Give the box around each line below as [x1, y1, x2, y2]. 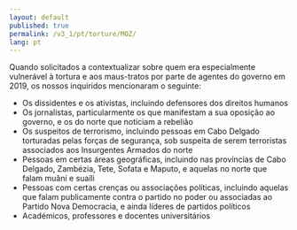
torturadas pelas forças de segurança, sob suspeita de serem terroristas [21, 135, 287, 146]
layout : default [9, 12, 69, 22]
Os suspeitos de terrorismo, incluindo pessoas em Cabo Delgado [21, 126, 260, 137]
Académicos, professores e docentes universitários [21, 211, 211, 221]
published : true [9, 21, 69, 30]
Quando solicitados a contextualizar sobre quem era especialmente [9, 62, 255, 73]
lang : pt [9, 37, 42, 47]
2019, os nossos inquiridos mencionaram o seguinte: [9, 80, 202, 91]
